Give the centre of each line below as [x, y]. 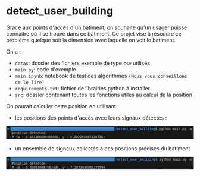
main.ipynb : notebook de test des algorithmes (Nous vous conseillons [101, 76]
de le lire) [29, 82]
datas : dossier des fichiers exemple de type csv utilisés [82, 63]
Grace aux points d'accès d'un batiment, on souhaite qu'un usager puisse [97, 27]
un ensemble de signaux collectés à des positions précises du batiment [102, 149]
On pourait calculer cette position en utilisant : [62, 106]
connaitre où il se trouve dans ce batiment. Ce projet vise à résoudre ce [94, 33]
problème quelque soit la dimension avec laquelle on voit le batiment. [91, 40]
